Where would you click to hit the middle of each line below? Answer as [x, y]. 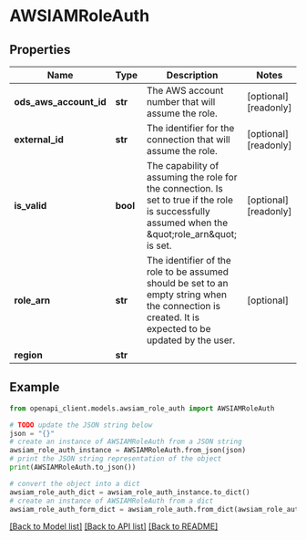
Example [35, 387]
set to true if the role [190, 200]
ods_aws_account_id [60, 102]
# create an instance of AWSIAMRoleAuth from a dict [112, 501]
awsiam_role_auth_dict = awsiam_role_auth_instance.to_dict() [130, 492]
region [28, 355]
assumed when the [187, 223]
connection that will [188, 140]
